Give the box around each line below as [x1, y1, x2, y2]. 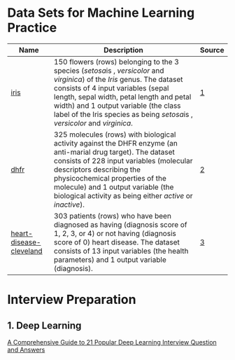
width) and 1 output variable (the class [53, 100, 181, 110]
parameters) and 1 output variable [53, 254, 166, 264]
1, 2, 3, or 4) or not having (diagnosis [53, 228, 176, 238]
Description [104, 45, 143, 55]
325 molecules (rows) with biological [53, 130, 176, 139]
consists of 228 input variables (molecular [53, 155, 193, 165]
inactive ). [53, 200, 85, 209]
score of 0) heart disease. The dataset [53, 237, 180, 247]
